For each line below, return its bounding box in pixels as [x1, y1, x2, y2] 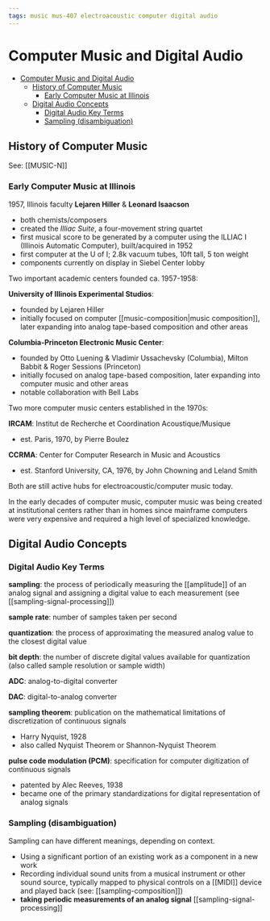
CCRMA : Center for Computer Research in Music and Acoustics [8, 449, 221, 460]
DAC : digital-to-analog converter [8, 692, 118, 702]
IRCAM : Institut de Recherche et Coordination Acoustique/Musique [8, 419, 231, 428]
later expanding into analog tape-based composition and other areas [19, 322, 248, 331]
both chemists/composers [19, 215, 107, 224]
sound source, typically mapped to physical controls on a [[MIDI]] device [19, 877, 262, 887]
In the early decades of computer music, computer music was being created [8, 497, 263, 506]
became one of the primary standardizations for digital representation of [19, 789, 260, 798]
